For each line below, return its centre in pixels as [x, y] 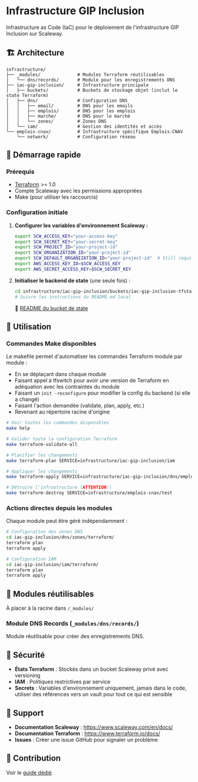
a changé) [27, 399]
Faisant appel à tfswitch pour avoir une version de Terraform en [92, 380]
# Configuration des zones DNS [44, 532]
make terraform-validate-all [42, 444]
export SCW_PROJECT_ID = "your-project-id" [66, 247]
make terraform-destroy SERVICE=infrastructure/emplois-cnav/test [89, 493]
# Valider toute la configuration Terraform [62, 439]
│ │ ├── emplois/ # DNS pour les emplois [71, 111]
